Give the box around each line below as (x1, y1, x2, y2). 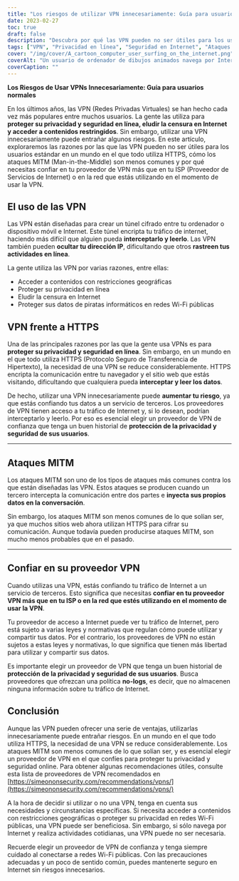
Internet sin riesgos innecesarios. (7, 865, 105, 874)
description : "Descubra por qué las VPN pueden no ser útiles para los (7, 37, 224, 44)
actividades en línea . (7, 250, 70, 259)
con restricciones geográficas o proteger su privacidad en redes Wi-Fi (7, 813, 214, 822)
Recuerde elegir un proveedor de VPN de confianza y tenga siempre (7, 843, 208, 851)
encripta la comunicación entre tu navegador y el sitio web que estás (7, 370, 210, 378)
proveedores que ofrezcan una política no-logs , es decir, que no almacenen (7, 676, 231, 685)
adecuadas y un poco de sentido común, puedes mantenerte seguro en (7, 857, 218, 866)
